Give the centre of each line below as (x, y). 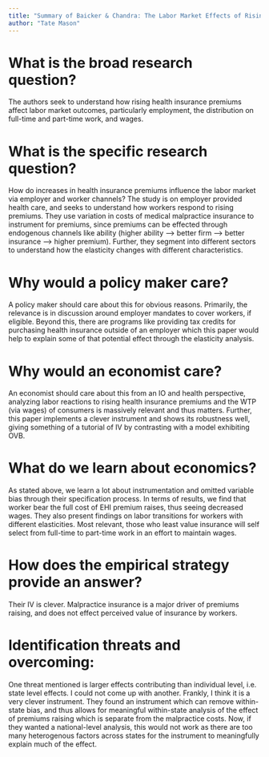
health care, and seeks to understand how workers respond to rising (121, 207)
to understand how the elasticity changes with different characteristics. (126, 250)
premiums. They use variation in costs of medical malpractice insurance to (131, 216)
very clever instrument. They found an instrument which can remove (121, 702)
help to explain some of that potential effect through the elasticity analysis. (131, 339)
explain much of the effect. (53, 744)
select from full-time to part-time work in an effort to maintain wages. (122, 533)
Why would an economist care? (115, 371)
